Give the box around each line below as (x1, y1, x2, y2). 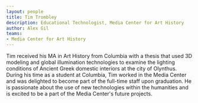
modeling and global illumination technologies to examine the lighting (6, 59, 175, 66)
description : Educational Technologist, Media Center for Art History (6, 20, 184, 25)
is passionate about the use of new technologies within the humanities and (6, 84, 189, 91)
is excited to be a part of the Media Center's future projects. (6, 90, 153, 97)
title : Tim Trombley (6, 14, 58, 20)
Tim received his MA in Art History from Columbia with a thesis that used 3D (6, 53, 193, 59)
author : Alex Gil (6, 25, 49, 31)
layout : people (6, 8, 44, 15)
